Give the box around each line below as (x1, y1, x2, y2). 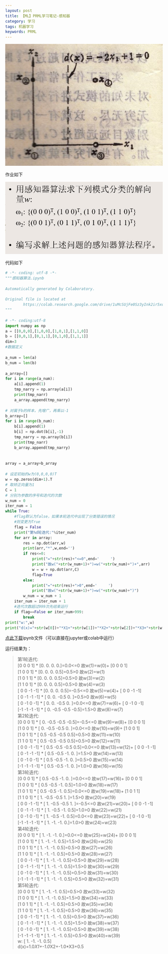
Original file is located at (5, 297, 66, 302)
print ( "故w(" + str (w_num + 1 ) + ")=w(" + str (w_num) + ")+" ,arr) (31, 562, 150, 567)
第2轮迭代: (17, 713, 39, 719)
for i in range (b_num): (5, 418, 55, 424)
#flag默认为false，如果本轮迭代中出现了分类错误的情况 (14, 514, 115, 519)
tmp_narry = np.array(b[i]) (14, 435, 72, 440)
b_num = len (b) (5, 360, 37, 365)
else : (23, 578, 35, 583)
